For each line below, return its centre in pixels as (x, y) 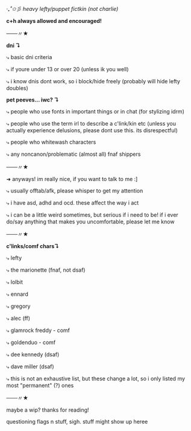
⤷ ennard (17, 294)
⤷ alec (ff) (18, 318)
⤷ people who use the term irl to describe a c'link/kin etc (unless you (91, 123)
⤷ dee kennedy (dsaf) (33, 354)
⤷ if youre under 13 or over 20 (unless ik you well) (67, 69)
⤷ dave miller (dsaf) (30, 366)
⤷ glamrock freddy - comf (38, 330)
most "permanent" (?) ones (40, 385)
